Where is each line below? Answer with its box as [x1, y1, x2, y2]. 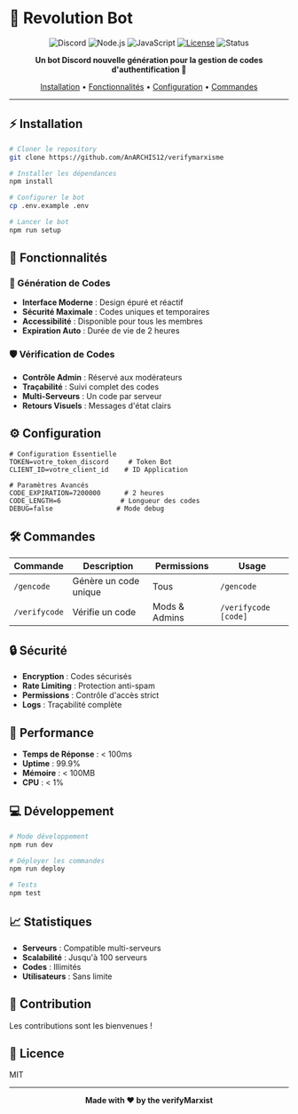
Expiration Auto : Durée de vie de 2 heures [21, 325, 180, 336]
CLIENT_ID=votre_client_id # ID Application [9, 465, 189, 474]
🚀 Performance [9, 725, 95, 741]
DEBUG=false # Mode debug [9, 504, 165, 513]
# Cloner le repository [9, 144, 98, 154]
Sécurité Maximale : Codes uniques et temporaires [21, 307, 210, 317]
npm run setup [9, 226, 62, 235]
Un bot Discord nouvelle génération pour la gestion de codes [35, 54, 263, 65]
